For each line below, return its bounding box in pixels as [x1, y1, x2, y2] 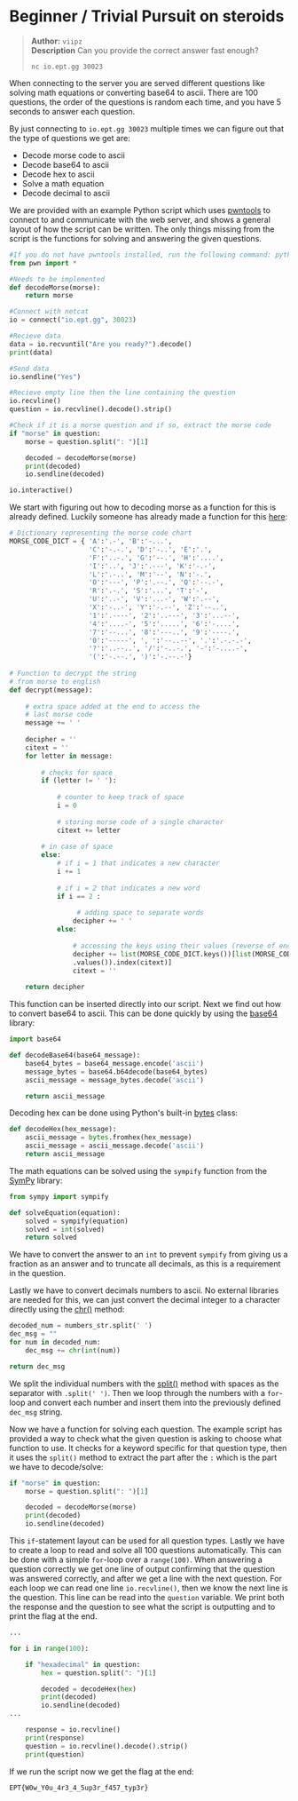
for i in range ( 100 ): [9, 1644, 90, 1653]
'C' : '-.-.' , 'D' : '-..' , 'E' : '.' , [88, 544, 213, 554]
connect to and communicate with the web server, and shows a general [9, 214, 271, 225]
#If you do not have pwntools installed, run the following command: [9, 250, 272, 259]
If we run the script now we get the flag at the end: [9, 1765, 194, 1777]
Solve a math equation [21, 178, 105, 188]
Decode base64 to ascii [21, 159, 109, 170]
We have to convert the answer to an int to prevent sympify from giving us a [9, 1250, 288, 1260]
